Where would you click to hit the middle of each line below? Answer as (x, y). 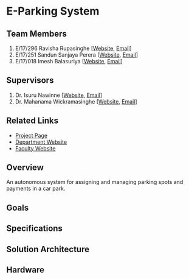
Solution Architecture (48, 249)
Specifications (34, 229)
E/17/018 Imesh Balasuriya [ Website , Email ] (69, 61)
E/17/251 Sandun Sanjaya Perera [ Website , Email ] (77, 55)
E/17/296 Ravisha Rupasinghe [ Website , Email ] (73, 48)
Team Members (36, 34)
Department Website (41, 142)
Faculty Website (35, 148)
